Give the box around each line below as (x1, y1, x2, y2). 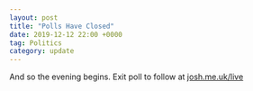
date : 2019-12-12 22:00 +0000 (9, 30, 123, 39)
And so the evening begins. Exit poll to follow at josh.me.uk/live (9, 71, 244, 82)
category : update (9, 47, 75, 56)
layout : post (9, 13, 59, 23)
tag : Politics (9, 38, 63, 48)
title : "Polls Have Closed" (9, 22, 115, 31)
